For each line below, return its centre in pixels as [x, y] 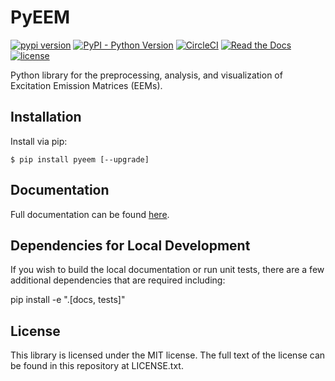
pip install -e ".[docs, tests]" [68, 300]
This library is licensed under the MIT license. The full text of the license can [168, 355]
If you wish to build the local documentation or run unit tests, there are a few [167, 270]
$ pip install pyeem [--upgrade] [80, 159]
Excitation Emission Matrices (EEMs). [86, 85]
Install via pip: [39, 141]
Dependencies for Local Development [130, 245]
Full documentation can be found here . [90, 214]
